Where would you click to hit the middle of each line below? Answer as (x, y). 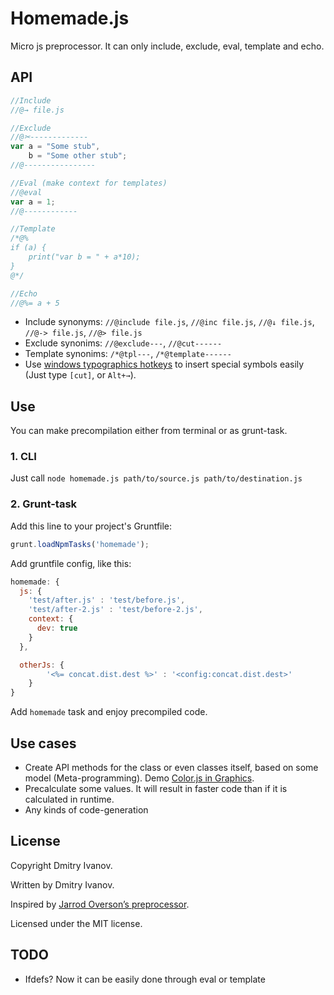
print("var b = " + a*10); (84, 257)
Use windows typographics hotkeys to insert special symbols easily (164, 364)
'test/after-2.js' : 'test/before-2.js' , (115, 610)
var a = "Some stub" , (55, 147)
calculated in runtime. (69, 799)
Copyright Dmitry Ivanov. (61, 865)
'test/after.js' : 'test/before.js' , (107, 600)
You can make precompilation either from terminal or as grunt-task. (149, 431)
